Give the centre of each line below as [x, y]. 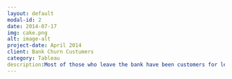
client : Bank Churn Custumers [51, 52]
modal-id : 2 [24, 20]
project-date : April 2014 [44, 45]
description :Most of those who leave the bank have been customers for [112, 65]
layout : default [30, 13]
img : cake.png [28, 33]
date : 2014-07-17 [32, 26]
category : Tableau [33, 58]
